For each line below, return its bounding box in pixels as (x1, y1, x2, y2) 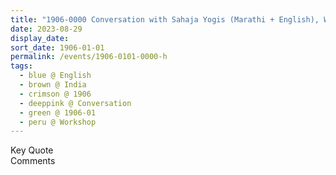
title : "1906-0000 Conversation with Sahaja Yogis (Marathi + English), (10, 14, 320, 25)
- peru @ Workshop (19, 117, 97, 127)
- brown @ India (19, 80, 87, 90)
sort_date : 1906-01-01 (10, 42, 105, 53)
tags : (10, 61, 33, 71)
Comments (10, 155, 56, 167)
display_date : (10, 33, 70, 43)
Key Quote (10, 144, 54, 156)
